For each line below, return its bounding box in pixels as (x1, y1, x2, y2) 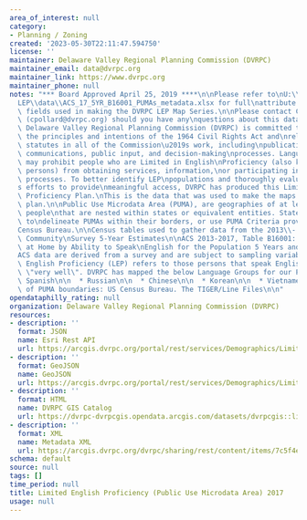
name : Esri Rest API (17, 336, 96, 345)
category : (9, 22, 48, 31)
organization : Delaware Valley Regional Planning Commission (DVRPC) (9, 302, 281, 311)
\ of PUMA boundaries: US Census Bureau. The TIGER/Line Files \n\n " (17, 285, 284, 294)
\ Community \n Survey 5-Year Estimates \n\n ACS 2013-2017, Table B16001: (17, 234, 297, 243)
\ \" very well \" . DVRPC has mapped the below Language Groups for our (17, 268, 292, 277)
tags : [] (9, 472, 43, 481)
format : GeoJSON (17, 361, 79, 370)
